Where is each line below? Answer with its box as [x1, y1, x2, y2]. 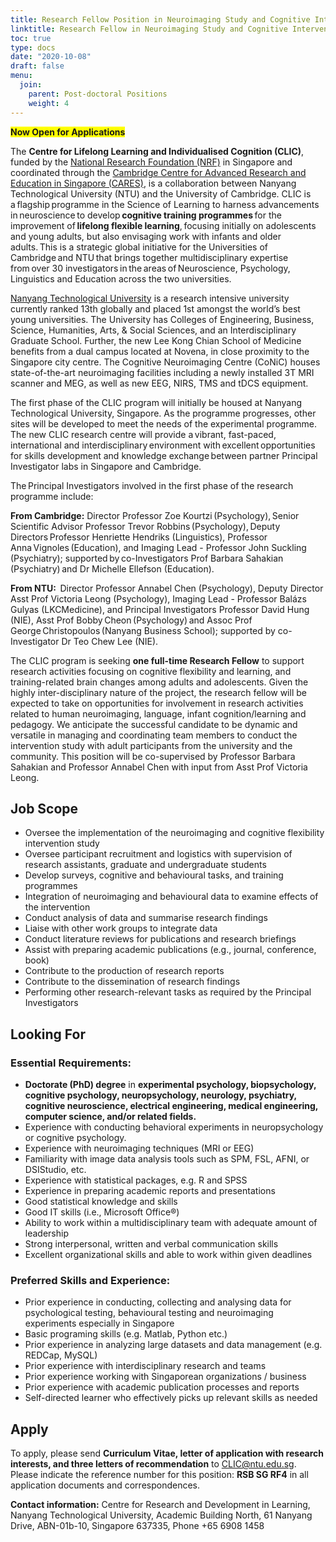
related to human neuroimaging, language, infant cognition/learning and [10, 707, 307, 720]
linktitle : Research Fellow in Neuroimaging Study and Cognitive [10, 24, 288, 34]
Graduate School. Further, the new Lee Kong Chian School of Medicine [10, 334, 302, 346]
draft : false [10, 61, 65, 71]
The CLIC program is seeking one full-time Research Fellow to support [10, 654, 305, 666]
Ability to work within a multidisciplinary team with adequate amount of [24, 1217, 318, 1228]
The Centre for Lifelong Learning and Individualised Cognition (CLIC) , [10, 145, 305, 157]
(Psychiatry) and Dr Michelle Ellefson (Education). [10, 562, 215, 575]
